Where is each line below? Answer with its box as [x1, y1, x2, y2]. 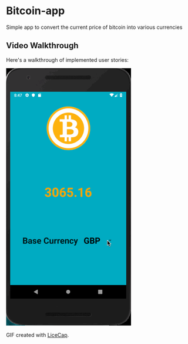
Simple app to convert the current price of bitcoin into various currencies [6, 24, 183, 31]
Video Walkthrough [6, 41, 79, 51]
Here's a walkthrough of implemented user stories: [6, 56, 129, 63]
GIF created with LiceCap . [6, 331, 69, 338]
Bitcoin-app [6, 4, 65, 18]
